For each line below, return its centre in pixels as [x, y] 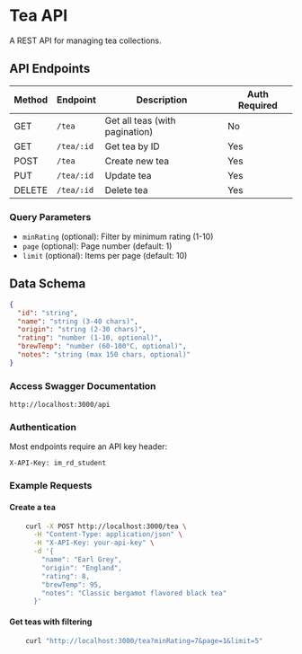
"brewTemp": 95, [72, 585]
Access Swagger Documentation [83, 385]
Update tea [128, 175]
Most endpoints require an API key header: [89, 446]
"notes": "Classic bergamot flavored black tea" [134, 593]
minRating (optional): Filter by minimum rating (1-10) [118, 237]
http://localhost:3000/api [60, 405]
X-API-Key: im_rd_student [58, 464]
